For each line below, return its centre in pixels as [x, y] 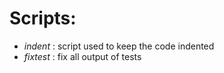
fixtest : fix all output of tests [82, 56]
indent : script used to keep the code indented [119, 46]
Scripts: [43, 18]
